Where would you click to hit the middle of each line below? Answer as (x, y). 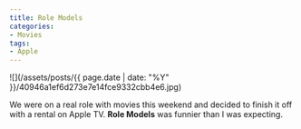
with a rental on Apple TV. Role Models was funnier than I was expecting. (146, 114)
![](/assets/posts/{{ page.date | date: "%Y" (89, 77)
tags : (19, 43)
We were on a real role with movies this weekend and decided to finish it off (151, 104)
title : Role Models (46, 18)
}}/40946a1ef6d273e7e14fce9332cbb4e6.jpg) (96, 87)
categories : (32, 26)
